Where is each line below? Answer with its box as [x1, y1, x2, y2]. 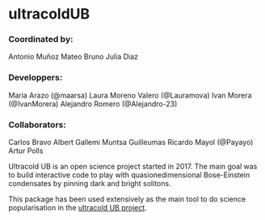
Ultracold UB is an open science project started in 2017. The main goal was [8, 162, 258, 172]
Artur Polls [8, 146, 44, 156]
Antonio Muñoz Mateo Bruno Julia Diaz [8, 52, 139, 61]
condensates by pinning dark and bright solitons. [8, 179, 171, 189]
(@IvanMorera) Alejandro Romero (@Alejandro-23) [8, 98, 178, 109]
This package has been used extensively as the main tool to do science [8, 194, 246, 204]
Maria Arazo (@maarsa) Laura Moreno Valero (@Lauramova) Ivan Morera [8, 90, 252, 100]
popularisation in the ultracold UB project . [8, 203, 147, 213]
